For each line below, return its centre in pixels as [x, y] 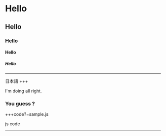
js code [13, 124]
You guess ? [20, 104]
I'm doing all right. [23, 91]
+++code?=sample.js [27, 114]
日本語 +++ [17, 81]
